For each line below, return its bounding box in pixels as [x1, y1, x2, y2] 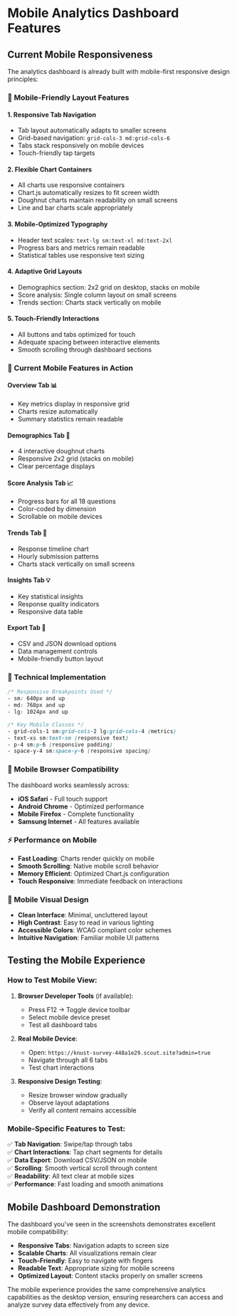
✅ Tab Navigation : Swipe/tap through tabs [7, 1140, 133, 1149]
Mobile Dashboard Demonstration [7, 1201, 161, 1213]
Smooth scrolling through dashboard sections [17, 345, 152, 354]
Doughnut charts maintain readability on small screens [17, 196, 178, 204]
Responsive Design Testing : [17, 1077, 102, 1085]
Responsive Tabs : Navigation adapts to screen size [17, 1241, 169, 1250]
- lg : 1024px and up [7, 708, 69, 715]
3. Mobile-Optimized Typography [7, 219, 108, 228]
